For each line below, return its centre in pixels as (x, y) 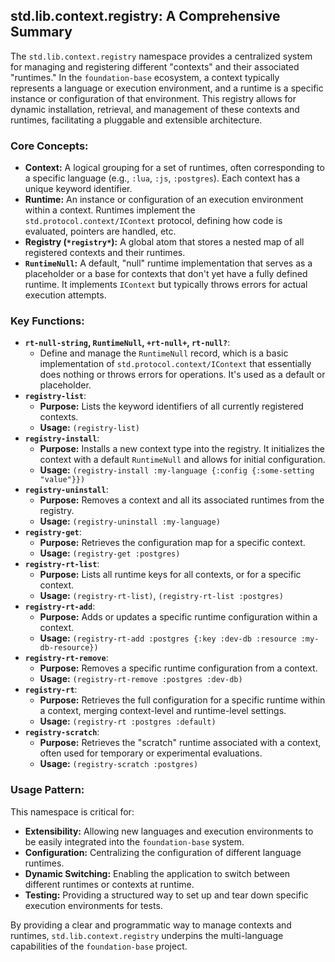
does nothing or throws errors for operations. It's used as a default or (182, 375)
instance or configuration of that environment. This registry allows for (153, 98)
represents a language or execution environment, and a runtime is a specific (167, 88)
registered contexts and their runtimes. (105, 253)
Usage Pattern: (47, 790)
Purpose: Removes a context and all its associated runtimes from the (182, 500)
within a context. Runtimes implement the (110, 210)
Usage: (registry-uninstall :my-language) (130, 521)
